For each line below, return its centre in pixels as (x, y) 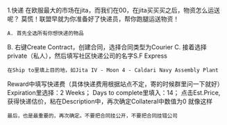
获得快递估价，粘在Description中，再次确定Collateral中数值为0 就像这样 (110, 101)
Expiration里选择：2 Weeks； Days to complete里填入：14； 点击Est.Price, (114, 93)
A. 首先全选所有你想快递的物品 (46, 33)
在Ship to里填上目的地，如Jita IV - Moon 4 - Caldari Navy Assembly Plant (113, 70)
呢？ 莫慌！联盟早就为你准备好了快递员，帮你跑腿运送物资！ (93, 19)
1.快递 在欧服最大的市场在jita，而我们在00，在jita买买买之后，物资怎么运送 (113, 10)
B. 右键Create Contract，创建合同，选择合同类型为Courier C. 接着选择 (107, 47)
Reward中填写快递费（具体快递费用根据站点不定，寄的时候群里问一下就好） (115, 84)
